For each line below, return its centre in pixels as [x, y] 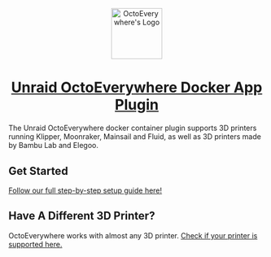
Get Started [38, 171]
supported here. [35, 244]
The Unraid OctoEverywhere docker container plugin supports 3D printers [133, 128]
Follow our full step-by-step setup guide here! [85, 190]
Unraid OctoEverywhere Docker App [137, 87]
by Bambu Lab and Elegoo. [54, 146]
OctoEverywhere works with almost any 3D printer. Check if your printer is [133, 235]
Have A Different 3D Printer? [82, 216]
